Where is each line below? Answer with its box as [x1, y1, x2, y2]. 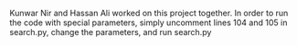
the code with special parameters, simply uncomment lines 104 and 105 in [9, 17, 288, 28]
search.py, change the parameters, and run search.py [9, 27, 212, 37]
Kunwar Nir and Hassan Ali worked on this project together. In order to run [9, 8, 289, 18]
